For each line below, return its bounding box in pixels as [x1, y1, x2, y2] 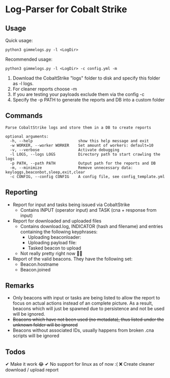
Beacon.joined [20, 266, 51, 272]
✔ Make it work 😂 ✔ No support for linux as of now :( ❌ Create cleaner [5, 361, 155, 367]
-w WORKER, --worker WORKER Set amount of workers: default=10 [10, 143, 154, 148]
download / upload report [5, 367, 59, 373]
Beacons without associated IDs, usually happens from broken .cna [12, 327, 154, 334]
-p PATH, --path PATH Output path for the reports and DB [10, 161, 156, 166]
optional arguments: [5, 134, 49, 139]
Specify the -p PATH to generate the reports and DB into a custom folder [12, 97, 165, 103]
